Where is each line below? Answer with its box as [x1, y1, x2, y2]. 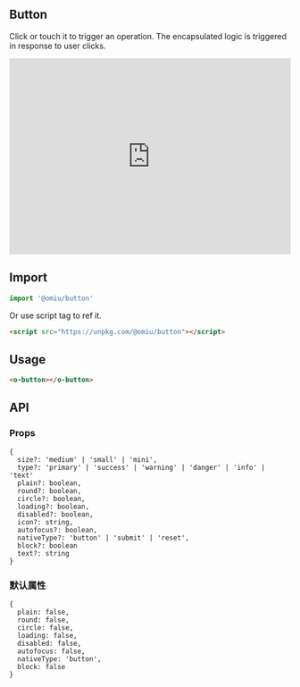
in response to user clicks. [9, 40, 106, 51]
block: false [17, 663, 66, 672]
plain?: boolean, [17, 478, 82, 488]
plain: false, [17, 607, 70, 617]
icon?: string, [17, 517, 74, 526]
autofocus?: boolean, [17, 525, 98, 534]
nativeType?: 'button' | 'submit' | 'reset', [17, 533, 190, 542]
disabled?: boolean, [17, 509, 94, 519]
